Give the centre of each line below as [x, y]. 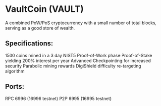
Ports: [15, 87]
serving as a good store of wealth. [40, 28]
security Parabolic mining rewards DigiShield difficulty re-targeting [73, 66]
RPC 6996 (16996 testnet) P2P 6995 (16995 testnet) [58, 98]
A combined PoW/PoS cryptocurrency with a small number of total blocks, [81, 23]
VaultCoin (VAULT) [45, 9]
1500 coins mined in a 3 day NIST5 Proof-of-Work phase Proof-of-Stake [79, 55]
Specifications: [29, 44]
